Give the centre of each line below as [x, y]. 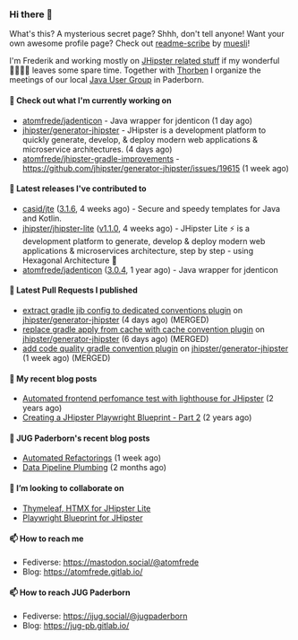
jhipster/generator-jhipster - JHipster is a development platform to [144, 130]
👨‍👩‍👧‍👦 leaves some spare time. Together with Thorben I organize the [135, 70]
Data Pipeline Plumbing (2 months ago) [94, 468]
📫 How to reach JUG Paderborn [70, 592]
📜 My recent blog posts [53, 378]
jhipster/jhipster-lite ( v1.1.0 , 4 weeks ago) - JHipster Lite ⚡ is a [136, 228]
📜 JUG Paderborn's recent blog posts [80, 438]
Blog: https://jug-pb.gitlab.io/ [76, 625]
